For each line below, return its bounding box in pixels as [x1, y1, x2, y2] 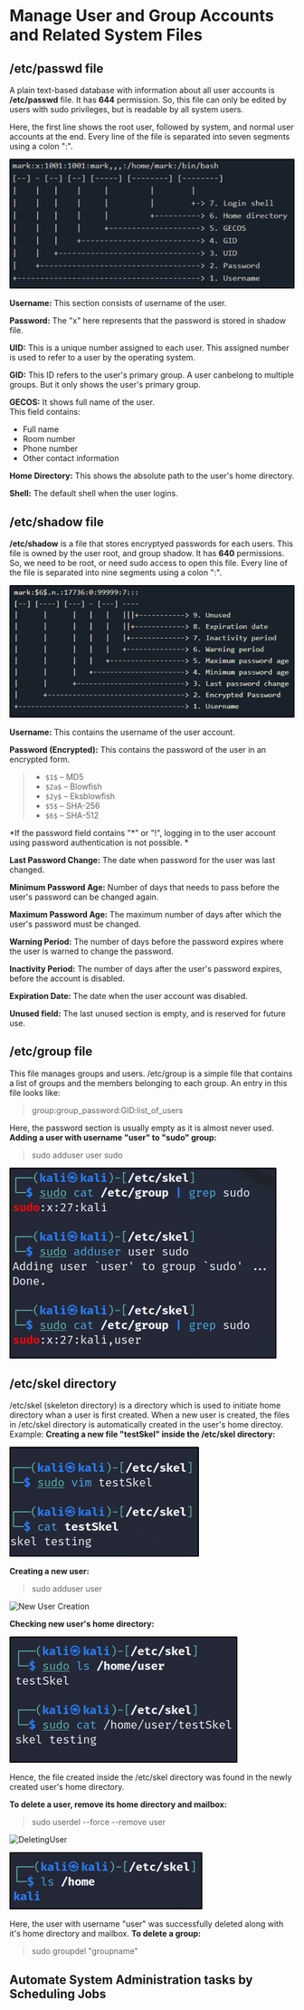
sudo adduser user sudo [31, 1149, 124, 1160]
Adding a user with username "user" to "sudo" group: [9, 1131, 217, 1142]
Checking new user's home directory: [9, 1619, 155, 1630]
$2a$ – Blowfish [44, 781, 102, 792]
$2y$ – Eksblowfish [44, 790, 116, 802]
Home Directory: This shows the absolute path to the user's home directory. [9, 470, 295, 481]
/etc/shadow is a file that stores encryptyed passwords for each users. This [9, 538, 294, 549]
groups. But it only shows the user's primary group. [9, 380, 201, 390]
